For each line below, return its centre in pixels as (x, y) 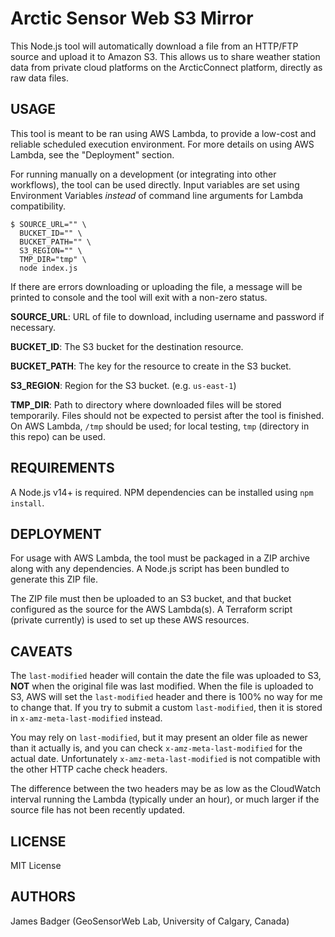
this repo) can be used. (58, 436)
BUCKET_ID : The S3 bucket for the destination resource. (127, 346)
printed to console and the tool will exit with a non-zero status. (139, 297)
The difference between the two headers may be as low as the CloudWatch (166, 789)
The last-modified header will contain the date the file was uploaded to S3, (166, 676)
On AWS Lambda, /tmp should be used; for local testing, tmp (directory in (160, 426)
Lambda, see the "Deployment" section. (92, 154)
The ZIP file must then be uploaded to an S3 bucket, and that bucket (151, 599)
